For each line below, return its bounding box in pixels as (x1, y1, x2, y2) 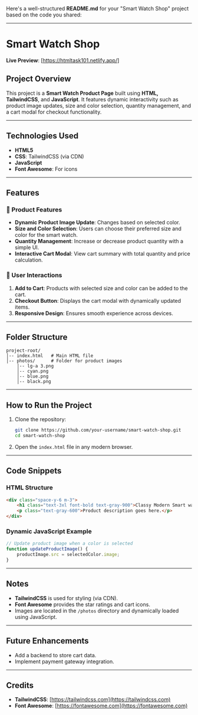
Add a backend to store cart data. (14, 651, 97, 658)
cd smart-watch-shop (14, 433, 65, 439)
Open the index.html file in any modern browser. (14, 443, 133, 450)
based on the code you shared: (6, 11, 82, 18)
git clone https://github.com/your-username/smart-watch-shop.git (14, 427, 181, 433)
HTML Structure (6, 484, 53, 492)
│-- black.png (16, 379, 51, 385)
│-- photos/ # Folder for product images (6, 358, 123, 364)
